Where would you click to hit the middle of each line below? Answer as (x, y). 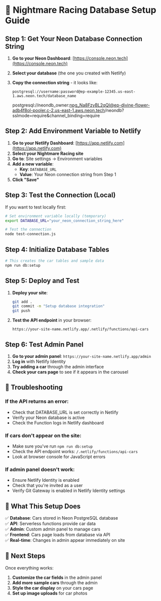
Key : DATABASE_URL (38, 169)
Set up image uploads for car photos (50, 593)
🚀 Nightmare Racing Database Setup (81, 10)
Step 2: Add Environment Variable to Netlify (73, 131)
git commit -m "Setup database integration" (58, 306)
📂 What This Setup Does (43, 506)
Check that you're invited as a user (47, 486)
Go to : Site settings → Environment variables (57, 159)
